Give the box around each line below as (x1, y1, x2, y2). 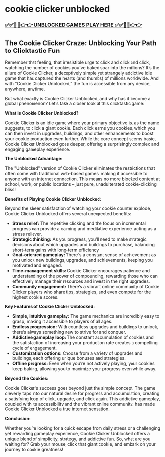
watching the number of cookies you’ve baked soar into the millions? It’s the (5, 64, 160, 70)
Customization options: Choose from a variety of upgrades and (12, 350, 143, 356)
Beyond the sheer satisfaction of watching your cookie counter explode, (5, 205, 152, 211)
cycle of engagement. (12, 345, 57, 351)
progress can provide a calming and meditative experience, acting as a (12, 225, 157, 231)
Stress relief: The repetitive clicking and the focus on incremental (12, 220, 146, 226)
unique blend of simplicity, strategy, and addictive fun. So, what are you (5, 436, 151, 442)
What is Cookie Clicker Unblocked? (5, 110, 79, 116)
